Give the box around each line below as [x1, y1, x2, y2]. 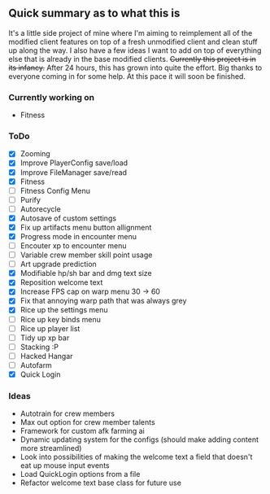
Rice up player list [20, 323, 81, 333]
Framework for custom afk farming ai [20, 426, 145, 436]
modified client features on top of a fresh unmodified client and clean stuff [8, 37, 258, 46]
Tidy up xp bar [20, 333, 70, 343]
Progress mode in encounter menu [20, 231, 137, 241]
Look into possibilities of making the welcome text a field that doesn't [20, 452, 253, 462]
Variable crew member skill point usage [20, 250, 153, 260]
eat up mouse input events [20, 461, 110, 470]
